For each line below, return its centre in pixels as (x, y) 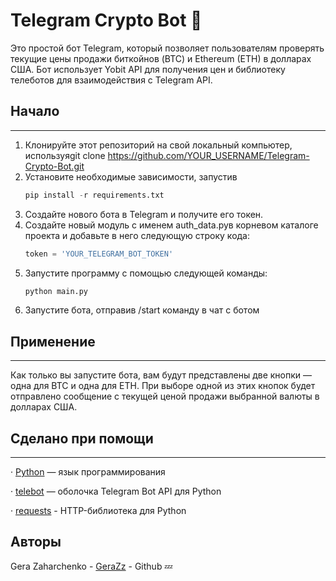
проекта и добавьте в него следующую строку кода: (137, 235)
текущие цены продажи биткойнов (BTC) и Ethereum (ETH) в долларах (161, 58)
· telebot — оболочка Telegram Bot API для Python (116, 491)
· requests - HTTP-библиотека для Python (98, 510)
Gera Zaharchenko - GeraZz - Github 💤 (91, 566)
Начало (35, 111)
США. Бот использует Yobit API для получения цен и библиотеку (148, 69)
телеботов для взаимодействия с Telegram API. (111, 80)
